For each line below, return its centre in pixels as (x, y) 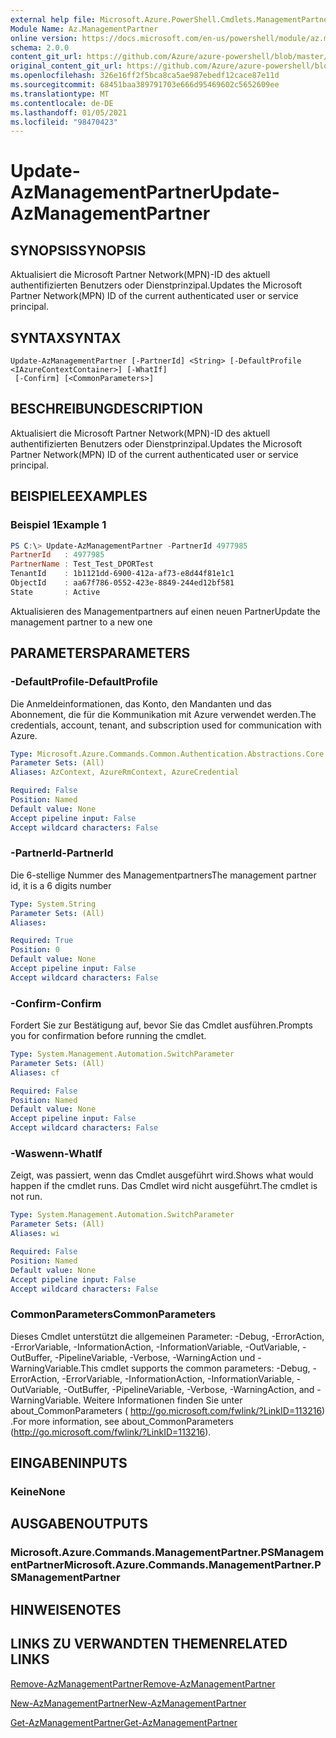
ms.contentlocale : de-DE (62, 103)
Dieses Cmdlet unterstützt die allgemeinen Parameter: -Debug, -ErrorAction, (167, 1336)
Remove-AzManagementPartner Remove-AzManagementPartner (143, 1683)
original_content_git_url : (66, 66)
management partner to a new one (81, 622)
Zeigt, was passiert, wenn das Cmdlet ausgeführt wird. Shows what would (162, 1175)
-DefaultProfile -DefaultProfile (84, 682)
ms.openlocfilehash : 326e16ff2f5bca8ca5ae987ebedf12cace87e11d (145, 76)
